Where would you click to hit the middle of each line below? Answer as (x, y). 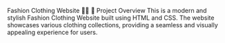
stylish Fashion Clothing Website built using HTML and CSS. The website (111, 18)
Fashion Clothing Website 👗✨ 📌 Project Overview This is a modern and (107, 11)
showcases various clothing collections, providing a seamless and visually (113, 25)
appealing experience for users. (52, 32)
